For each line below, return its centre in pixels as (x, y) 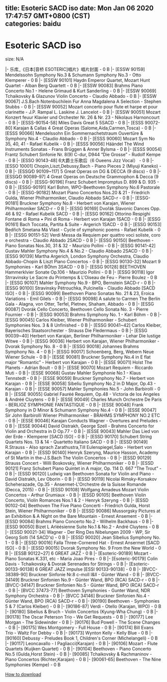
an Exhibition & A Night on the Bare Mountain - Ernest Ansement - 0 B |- (79, 516)
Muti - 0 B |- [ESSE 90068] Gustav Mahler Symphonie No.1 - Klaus (73, 373)
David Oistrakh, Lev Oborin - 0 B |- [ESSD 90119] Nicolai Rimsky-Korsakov (81, 479)
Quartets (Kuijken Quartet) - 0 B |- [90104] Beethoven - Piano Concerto (78, 649)
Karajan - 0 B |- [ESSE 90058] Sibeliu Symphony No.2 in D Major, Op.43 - (81, 383)
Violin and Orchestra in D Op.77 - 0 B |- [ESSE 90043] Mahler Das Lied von (82, 431)
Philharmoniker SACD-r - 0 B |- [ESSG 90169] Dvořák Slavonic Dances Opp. (83, 209)
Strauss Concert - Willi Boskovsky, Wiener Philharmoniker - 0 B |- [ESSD (80, 463)
